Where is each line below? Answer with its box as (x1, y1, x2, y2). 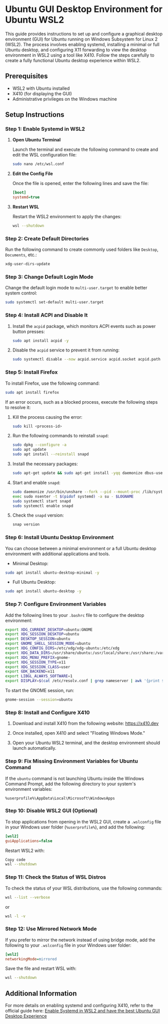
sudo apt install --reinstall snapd (12, 452, 89, 457)
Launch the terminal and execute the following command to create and (12, 146, 158, 152)
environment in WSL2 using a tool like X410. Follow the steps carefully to (5, 52, 154, 58)
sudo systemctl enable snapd (12, 503, 73, 508)
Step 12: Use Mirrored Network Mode (5, 925, 97, 932)
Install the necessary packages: (12, 461, 78, 467)
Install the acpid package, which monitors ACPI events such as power (12, 323, 156, 329)
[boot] (12, 190, 26, 195)
